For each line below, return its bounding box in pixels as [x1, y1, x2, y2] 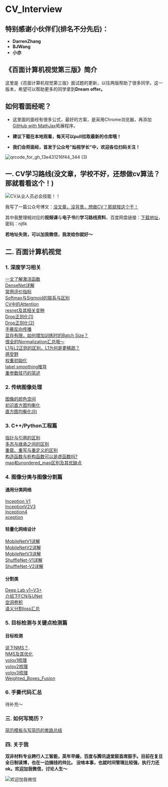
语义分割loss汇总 [5, 606, 40, 612]
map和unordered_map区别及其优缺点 [5, 460, 82, 466]
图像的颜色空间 [5, 396, 36, 402]
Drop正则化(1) [5, 314, 34, 320]
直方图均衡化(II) [5, 409, 37, 415]
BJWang [12, 44, 31, 50]
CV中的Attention [5, 301, 39, 307]
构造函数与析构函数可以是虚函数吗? [5, 453, 78, 459]
